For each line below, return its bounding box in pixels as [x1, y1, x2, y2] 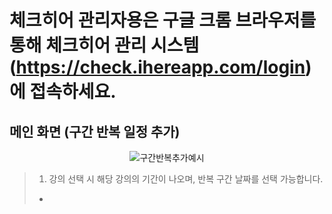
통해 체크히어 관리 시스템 [9, 34, 200, 57]
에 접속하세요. [9, 81, 117, 103]
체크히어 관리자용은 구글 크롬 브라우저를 [9, 9, 317, 32]
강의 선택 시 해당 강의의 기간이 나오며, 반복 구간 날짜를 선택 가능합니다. [48, 173, 324, 185]
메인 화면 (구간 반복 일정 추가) [9, 123, 181, 140]
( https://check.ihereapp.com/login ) [9, 56, 312, 79]
